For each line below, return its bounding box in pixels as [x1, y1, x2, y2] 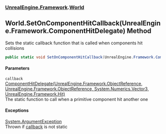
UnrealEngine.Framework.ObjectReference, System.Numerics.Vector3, [5, 86, 149, 92]
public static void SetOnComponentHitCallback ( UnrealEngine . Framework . [5, 55, 156, 60]
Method [126, 27, 152, 35]
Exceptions [5, 107, 29, 113]
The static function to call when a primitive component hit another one [5, 96, 148, 102]
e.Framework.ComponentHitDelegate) [5, 27, 126, 35]
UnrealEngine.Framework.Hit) [5, 91, 65, 97]
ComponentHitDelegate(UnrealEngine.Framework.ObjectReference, [5, 80, 143, 86]
